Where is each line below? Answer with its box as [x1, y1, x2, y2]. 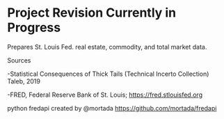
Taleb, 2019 [7, 77, 40, 85]
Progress [7, 19, 61, 35]
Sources [7, 56, 31, 64]
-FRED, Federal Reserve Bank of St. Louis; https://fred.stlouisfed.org [7, 90, 203, 99]
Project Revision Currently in [7, 5, 177, 21]
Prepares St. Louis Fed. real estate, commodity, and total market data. [7, 42, 207, 51]
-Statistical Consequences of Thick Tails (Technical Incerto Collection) [7, 70, 209, 78]
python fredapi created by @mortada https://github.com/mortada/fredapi [7, 104, 217, 112]
